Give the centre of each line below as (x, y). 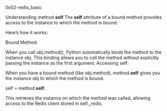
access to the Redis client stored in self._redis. (54, 103)
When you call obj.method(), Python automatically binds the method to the (83, 52)
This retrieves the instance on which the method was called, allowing (78, 98)
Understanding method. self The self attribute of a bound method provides (84, 17)
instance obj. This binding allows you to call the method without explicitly (82, 58)
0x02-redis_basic (24, 7)
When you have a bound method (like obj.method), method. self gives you (83, 73)
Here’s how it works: (27, 32)
